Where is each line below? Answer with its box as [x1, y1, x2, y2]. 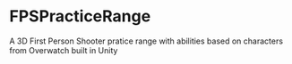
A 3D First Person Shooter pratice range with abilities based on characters [9, 36, 284, 46]
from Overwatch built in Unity [9, 44, 118, 55]
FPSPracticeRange [9, 6, 151, 27]
